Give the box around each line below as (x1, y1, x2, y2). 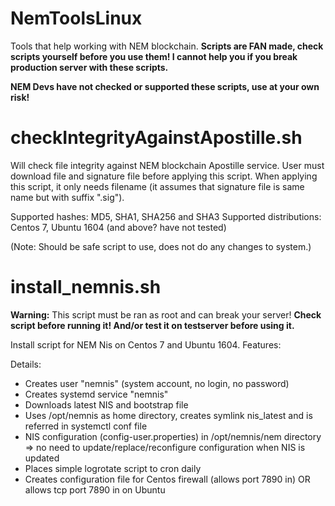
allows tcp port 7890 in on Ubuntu (24, 483, 166, 496)
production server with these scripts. (10, 61, 169, 73)
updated (24, 452, 60, 464)
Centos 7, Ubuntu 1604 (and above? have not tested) (10, 221, 227, 233)
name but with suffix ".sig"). (10, 191, 125, 203)
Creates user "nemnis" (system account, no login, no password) (24, 377, 290, 389)
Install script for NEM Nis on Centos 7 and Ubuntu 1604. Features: (10, 338, 282, 351)
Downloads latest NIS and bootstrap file (24, 398, 189, 411)
